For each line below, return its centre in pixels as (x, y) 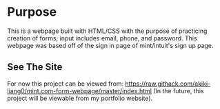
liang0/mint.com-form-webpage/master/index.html (79, 90)
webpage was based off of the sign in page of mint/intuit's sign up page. (110, 45)
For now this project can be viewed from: (66, 84)
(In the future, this (179, 90)
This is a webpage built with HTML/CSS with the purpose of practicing (107, 31)
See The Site (35, 67)
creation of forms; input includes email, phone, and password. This (102, 38)
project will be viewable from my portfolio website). (80, 98)
